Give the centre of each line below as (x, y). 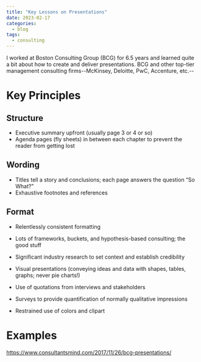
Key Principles (44, 96)
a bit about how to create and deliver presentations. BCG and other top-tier (100, 64)
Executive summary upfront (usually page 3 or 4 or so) (84, 133)
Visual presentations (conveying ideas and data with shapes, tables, (100, 268)
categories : (21, 23)
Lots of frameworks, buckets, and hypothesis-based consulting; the (100, 238)
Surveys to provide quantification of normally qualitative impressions (101, 299)
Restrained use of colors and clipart (60, 311)
